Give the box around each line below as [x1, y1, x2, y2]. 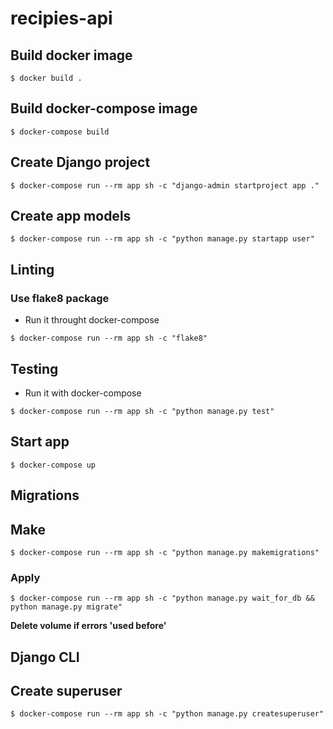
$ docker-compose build [10, 127, 110, 137]
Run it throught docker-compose [24, 314, 160, 326]
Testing [10, 360, 59, 377]
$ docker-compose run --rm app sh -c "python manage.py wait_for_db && [10, 593, 315, 604]
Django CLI [10, 648, 80, 666]
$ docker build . [10, 73, 83, 83]
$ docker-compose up [10, 460, 97, 470]
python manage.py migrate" [10, 602, 123, 612]
